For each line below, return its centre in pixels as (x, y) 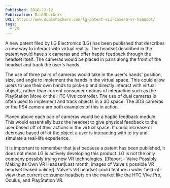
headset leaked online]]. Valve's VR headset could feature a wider (74, 170)
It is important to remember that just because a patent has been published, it (85, 148)
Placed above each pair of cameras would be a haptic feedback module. (81, 117)
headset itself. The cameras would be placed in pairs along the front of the (83, 59)
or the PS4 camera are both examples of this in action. (62, 107)
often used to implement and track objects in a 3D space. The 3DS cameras (84, 101)
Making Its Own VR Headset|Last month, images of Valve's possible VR (80, 164)
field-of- (153, 170)
